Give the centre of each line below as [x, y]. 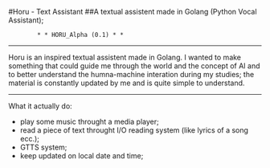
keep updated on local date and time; [82, 156]
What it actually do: [40, 106]
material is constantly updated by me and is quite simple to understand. [127, 83]
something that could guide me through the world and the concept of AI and [134, 66]
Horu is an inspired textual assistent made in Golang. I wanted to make [125, 57]
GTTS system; [43, 147]
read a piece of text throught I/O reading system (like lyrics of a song [134, 130]
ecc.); [30, 139]
